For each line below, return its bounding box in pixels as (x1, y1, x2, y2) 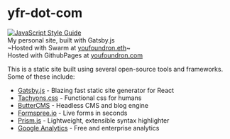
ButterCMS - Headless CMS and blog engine (17, 101, 149, 109)
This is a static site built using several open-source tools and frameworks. (7, 65, 224, 73)
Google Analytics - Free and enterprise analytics (17, 123, 160, 132)
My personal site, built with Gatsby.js (7, 35, 115, 44)
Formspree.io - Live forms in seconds (17, 109, 128, 117)
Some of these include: (7, 72, 75, 81)
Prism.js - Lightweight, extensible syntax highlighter (17, 116, 170, 125)
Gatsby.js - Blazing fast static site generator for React (17, 86, 175, 94)
